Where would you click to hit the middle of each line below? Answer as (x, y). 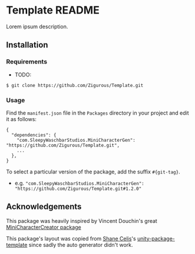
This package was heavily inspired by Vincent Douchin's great (82, 220)
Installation (27, 45)
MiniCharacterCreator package (44, 227)
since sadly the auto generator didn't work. (81, 245)
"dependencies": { (34, 135)
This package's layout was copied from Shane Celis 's (71, 238)
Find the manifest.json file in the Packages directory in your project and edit (98, 113)
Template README (53, 10)
